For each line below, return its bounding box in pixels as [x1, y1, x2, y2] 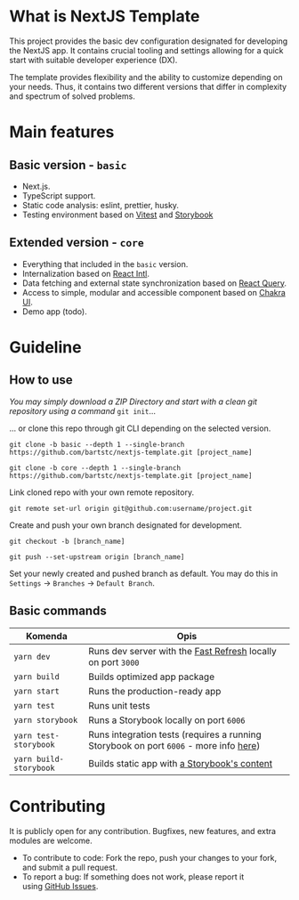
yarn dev [13, 652, 51, 661]
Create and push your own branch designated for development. [9, 519, 243, 531]
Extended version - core [9, 235, 144, 250]
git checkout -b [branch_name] [9, 537, 125, 546]
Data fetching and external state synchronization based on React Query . [21, 278, 287, 288]
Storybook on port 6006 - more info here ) [88, 739, 261, 751]
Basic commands [9, 604, 107, 619]
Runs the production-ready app [88, 685, 222, 697]
